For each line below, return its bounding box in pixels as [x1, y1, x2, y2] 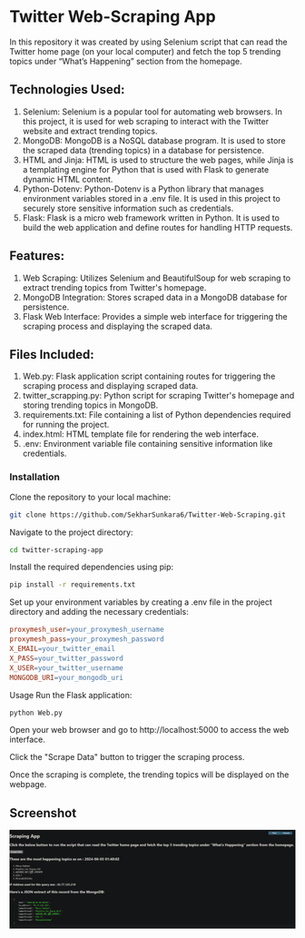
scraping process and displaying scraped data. [22, 380, 199, 391]
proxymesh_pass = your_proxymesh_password [9, 635, 165, 644]
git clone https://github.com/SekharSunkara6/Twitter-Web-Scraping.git [9, 510, 286, 519]
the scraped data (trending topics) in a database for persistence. [22, 144, 265, 155]
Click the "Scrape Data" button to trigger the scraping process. [9, 752, 245, 763]
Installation [9, 470, 61, 483]
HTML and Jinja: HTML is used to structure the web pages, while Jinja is [22, 154, 294, 165]
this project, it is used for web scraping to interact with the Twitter [22, 115, 270, 126]
